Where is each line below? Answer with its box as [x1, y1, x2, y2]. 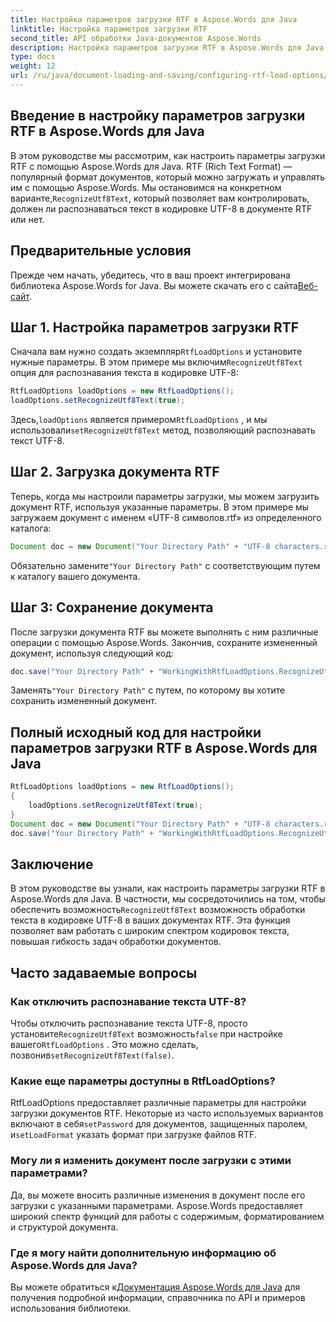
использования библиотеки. [10, 1302, 132, 1314]
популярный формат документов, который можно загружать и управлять [10, 171, 326, 183]
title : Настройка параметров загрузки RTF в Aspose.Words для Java [10, 14, 298, 25]
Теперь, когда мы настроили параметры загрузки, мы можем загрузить [10, 490, 320, 502]
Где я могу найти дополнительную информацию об [10, 1246, 277, 1260]
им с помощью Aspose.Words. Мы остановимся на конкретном [10, 181, 282, 193]
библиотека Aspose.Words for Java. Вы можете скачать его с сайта [10, 279, 298, 291]
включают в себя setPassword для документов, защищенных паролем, [10, 1118, 308, 1130]
